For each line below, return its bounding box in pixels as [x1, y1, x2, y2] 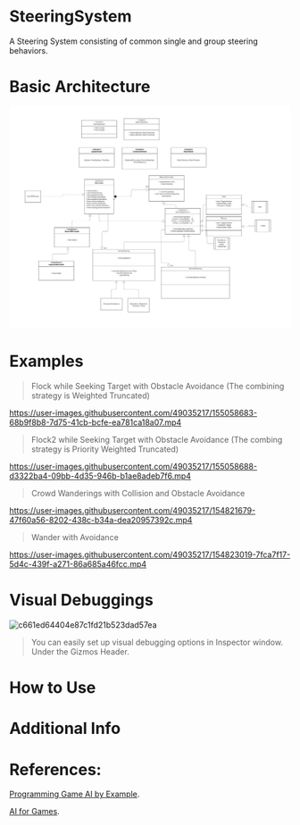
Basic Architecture [9, 77, 151, 97]
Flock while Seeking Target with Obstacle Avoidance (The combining [30, 381, 285, 391]
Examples [9, 351, 84, 371]
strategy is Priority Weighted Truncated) [30, 444, 179, 454]
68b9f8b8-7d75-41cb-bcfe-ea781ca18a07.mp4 [9, 417, 182, 428]
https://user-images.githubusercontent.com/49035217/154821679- [9, 505, 256, 515]
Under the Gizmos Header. [30, 646, 129, 657]
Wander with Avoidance [30, 532, 119, 542]
